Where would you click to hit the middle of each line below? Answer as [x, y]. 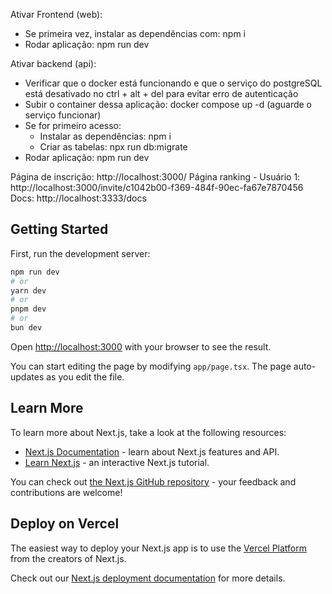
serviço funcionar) [63, 115]
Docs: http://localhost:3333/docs [78, 198]
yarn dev [28, 290]
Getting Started [59, 229]
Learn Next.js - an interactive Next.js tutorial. [117, 462]
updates [27, 376]
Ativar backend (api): [53, 63]
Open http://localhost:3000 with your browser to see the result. [141, 346]
